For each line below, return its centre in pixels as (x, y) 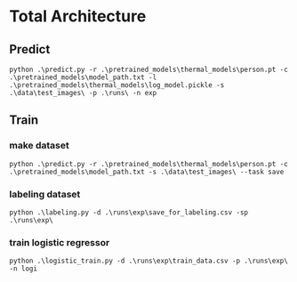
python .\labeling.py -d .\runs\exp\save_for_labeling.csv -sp (129, 212)
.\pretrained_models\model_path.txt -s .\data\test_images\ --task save (147, 172)
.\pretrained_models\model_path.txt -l (83, 77)
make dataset (39, 146)
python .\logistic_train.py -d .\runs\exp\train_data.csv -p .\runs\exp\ (149, 261)
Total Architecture (78, 16)
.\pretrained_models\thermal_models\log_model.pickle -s (117, 85)
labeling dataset (45, 194)
